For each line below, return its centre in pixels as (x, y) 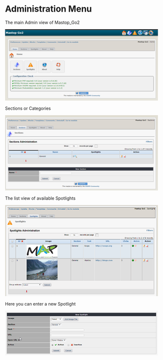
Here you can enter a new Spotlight (41, 304)
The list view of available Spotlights (41, 198)
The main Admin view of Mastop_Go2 (42, 22)
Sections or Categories (28, 108)
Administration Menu (49, 9)
